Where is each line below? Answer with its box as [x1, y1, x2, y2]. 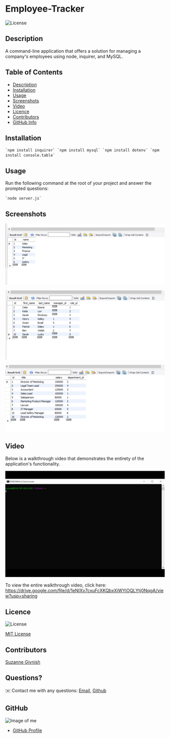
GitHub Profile [12, 727, 42, 733]
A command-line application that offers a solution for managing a [5, 48, 141, 54]
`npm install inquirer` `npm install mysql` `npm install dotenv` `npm [5, 148, 159, 153]
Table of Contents [5, 68, 63, 76]
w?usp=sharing [5, 593, 38, 599]
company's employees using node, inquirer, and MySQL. [5, 53, 123, 59]
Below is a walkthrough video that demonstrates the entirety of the [5, 455, 144, 461]
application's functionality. [5, 460, 61, 467]
